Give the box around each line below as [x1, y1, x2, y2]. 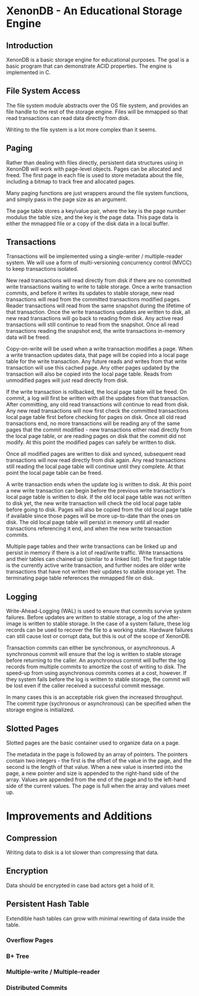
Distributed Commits [6, 984, 68, 992]
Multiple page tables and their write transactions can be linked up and [6, 543, 177, 550]
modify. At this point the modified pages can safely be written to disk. [6, 439, 176, 446]
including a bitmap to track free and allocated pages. [6, 178, 135, 185]
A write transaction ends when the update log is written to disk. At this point [6, 481, 192, 488]
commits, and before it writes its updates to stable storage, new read [6, 289, 175, 297]
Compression [6, 833, 58, 843]
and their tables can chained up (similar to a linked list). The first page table [6, 556, 191, 563]
